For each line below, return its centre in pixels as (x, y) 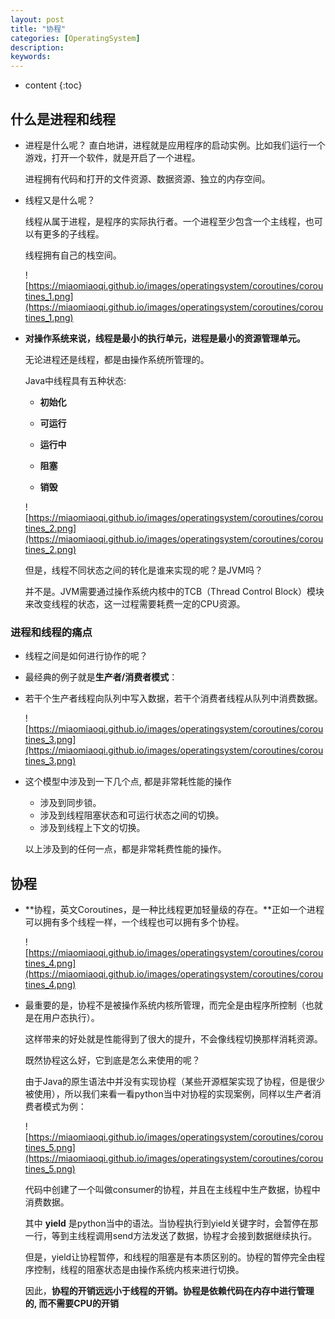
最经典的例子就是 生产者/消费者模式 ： (101, 677)
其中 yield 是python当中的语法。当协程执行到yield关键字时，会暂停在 (167, 1223)
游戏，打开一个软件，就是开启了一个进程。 (112, 157)
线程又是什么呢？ (60, 200)
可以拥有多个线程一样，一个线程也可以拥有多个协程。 (134, 922)
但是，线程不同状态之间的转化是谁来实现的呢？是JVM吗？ (144, 570)
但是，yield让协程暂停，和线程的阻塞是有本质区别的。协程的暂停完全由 (170, 1257)
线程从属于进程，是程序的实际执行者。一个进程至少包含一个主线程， (165, 221)
